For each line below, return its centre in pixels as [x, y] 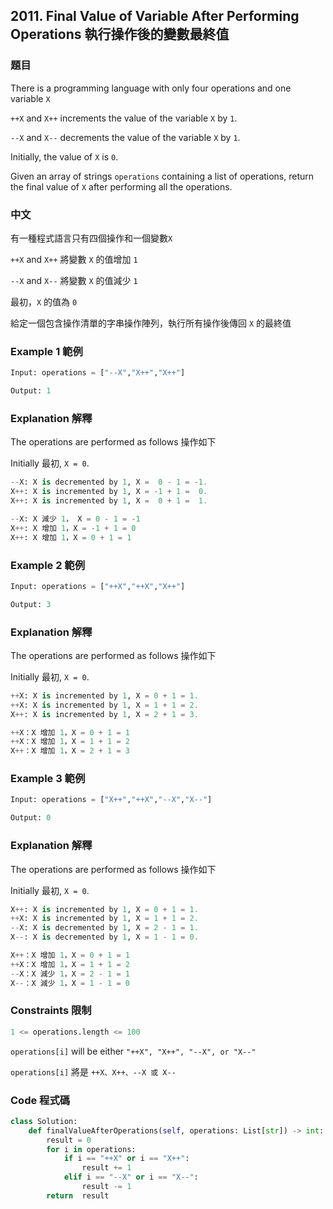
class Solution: [44, 1121]
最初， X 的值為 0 [44, 301]
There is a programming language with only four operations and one [151, 88]
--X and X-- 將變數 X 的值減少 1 [74, 280]
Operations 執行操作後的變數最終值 [120, 34]
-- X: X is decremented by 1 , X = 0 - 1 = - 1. [109, 482]
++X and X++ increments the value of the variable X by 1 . [124, 118]
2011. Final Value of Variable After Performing [155, 16]
